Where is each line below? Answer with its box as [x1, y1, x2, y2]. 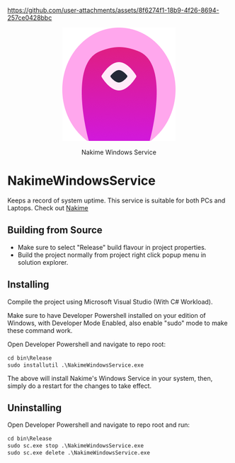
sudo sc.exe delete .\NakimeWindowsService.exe [7, 450, 151, 457]
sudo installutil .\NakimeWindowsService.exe [7, 361, 144, 369]
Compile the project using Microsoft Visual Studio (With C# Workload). [7, 297, 214, 306]
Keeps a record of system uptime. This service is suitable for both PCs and [7, 196, 226, 205]
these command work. [7, 326, 73, 335]
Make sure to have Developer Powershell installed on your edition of [7, 311, 207, 319]
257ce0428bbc [7, 13, 52, 22]
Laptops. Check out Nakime [7, 203, 88, 212]
